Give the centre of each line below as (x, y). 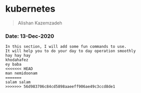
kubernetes (30, 9)
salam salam (18, 82)
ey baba (14, 65)
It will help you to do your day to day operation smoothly (71, 51)
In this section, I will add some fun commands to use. (66, 47)
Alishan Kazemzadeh (40, 23)
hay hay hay (18, 56)
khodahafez (17, 60)
